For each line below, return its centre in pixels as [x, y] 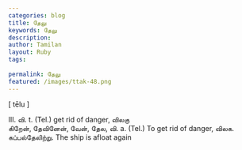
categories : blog [37, 15]
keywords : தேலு [33, 30]
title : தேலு [27, 23]
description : [30, 37]
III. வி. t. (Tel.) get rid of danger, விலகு [69, 119]
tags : [17, 60]
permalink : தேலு [35, 74]
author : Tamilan [35, 45]
